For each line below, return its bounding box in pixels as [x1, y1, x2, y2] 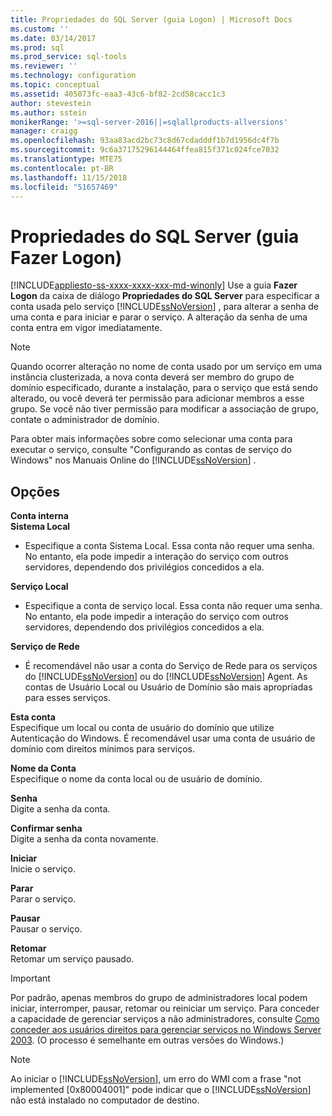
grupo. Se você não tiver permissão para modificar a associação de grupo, [10, 403, 319, 415]
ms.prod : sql [10, 42, 65, 53]
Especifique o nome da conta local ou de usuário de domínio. [10, 773, 263, 785]
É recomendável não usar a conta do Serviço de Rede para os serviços [24, 660, 318, 672]
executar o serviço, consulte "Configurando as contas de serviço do [10, 444, 292, 456]
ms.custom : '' [10, 24, 70, 34]
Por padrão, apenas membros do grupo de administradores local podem [10, 992, 308, 1004]
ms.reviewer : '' [10, 61, 78, 71]
